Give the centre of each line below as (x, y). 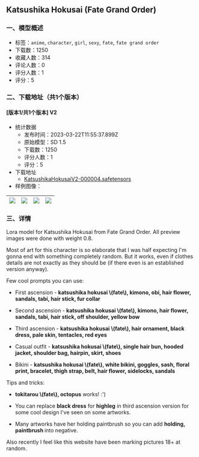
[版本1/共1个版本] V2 (32, 112)
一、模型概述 (25, 28)
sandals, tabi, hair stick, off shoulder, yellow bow (77, 317)
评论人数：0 (30, 65)
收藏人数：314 (33, 57)
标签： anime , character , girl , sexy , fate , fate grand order (87, 42)
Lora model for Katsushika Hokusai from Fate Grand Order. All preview (93, 232)
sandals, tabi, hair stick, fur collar (58, 299)
